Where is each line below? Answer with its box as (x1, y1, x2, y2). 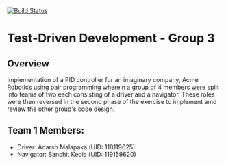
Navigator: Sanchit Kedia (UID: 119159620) (16, 150, 137, 158)
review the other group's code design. (7, 105, 115, 113)
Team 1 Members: (7, 125, 84, 136)
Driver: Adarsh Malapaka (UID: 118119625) (16, 142, 136, 151)
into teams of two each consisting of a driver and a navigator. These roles (7, 90, 215, 99)
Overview (7, 58, 50, 69)
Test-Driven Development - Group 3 (7, 31, 215, 46)
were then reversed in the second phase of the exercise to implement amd (7, 98, 217, 105)
